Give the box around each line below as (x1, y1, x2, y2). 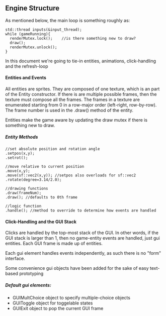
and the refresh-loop (5, 63, 49, 69)
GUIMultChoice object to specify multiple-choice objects (12, 295, 131, 301)
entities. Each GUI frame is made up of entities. (5, 241, 103, 247)
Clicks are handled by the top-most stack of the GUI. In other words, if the (5, 230, 158, 236)
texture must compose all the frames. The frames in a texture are (5, 96, 140, 102)
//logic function (5, 203, 42, 208)
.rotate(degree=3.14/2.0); (5, 177, 62, 182)
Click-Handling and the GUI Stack (5, 219, 77, 225)
